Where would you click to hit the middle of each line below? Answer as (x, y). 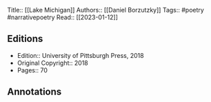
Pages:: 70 (32, 70)
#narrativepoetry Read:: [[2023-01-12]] (63, 17)
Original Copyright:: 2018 (52, 63)
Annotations (34, 92)
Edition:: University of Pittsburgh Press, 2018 (80, 55)
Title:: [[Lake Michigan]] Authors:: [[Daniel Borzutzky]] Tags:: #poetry (106, 10)
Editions (25, 39)
